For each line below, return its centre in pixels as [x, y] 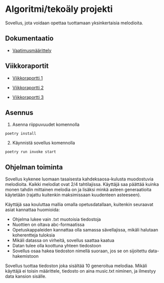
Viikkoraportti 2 [28, 87]
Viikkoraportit [27, 66]
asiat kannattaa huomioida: [33, 210]
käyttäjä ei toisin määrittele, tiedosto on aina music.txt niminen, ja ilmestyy [81, 271]
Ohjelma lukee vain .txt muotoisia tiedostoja [57, 220]
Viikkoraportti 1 [27, 78]
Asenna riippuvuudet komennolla [46, 124]
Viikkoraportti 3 [28, 97]
